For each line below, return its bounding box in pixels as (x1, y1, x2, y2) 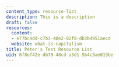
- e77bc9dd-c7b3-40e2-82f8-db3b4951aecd (11, 36, 111, 41)
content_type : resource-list (6, 8, 77, 15)
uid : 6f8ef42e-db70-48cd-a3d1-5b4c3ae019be (6, 52, 114, 58)
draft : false (6, 19, 38, 25)
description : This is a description (6, 14, 95, 20)
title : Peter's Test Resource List (6, 47, 93, 52)
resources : (6, 24, 33, 31)
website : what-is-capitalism (11, 41, 82, 47)
